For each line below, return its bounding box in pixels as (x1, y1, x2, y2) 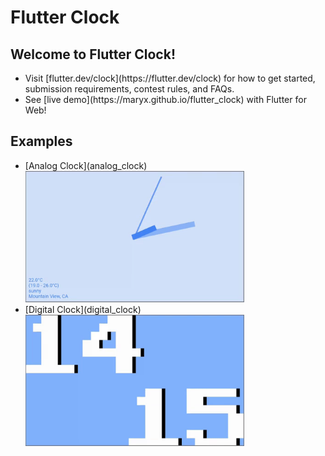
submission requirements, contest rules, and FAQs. (24, 83, 235, 95)
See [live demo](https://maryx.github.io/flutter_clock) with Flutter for (24, 94, 307, 105)
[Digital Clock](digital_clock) (24, 304, 142, 316)
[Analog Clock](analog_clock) (24, 159, 148, 171)
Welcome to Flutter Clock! (10, 46, 176, 63)
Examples (10, 133, 73, 150)
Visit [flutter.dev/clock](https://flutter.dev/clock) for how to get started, (24, 72, 316, 84)
